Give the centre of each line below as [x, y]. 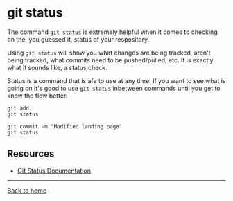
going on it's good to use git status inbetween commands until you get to [114, 88]
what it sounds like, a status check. [57, 67]
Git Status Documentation [54, 171]
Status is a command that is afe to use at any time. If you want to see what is [116, 80]
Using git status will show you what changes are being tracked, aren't [109, 53]
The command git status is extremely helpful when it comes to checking [112, 32]
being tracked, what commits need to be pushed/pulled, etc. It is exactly [110, 60]
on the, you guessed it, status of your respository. [78, 39]
